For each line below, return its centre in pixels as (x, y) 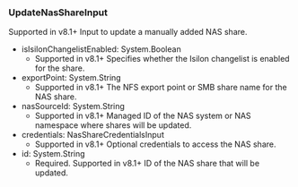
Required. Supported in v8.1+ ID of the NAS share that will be (147, 164)
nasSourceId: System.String (73, 106)
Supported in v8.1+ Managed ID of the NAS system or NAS (143, 116)
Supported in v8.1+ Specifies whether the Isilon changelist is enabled (162, 59)
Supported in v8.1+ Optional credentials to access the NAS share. (155, 144)
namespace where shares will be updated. (113, 125)
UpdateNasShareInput (58, 13)
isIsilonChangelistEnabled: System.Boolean (101, 49)
